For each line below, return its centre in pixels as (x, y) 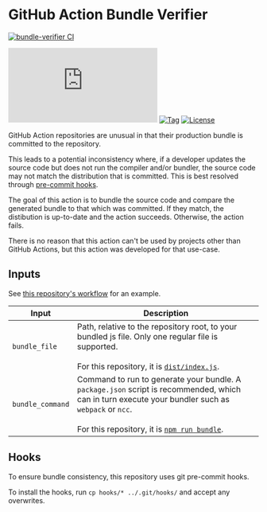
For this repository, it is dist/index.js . (148, 366)
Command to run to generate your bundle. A (159, 379)
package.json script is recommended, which (159, 389)
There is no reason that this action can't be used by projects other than (124, 240)
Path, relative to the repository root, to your (157, 326)
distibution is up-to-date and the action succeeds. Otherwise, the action (126, 217)
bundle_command (41, 404)
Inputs (25, 274)
